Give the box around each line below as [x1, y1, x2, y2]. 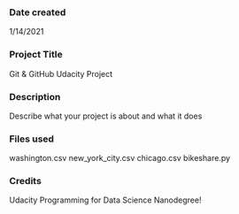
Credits [9, 175, 42, 187]
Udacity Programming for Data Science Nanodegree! [9, 195, 202, 205]
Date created [9, 6, 66, 19]
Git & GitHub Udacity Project [9, 68, 113, 79]
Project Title [9, 49, 64, 61]
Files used [9, 133, 55, 145]
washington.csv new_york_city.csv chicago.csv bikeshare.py [9, 153, 231, 164]
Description [9, 90, 61, 103]
